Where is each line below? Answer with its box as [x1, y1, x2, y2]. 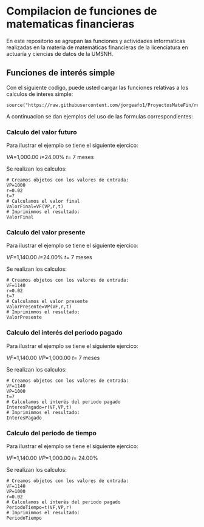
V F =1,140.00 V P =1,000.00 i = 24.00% [6, 454, 98, 461]
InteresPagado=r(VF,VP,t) [6, 404, 72, 410]
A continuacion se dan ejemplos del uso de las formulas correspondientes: [6, 112, 193, 120]
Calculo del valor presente [6, 228, 86, 236]
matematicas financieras [6, 17, 135, 31]
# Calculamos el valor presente [6, 299, 88, 305]
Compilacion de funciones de [6, 4, 157, 18]
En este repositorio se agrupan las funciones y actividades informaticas [6, 37, 185, 44]
